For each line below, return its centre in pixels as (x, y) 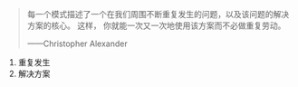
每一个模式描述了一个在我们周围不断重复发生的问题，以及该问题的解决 (158, 14)
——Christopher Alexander (77, 43)
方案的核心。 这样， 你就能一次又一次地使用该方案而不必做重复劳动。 (156, 25)
